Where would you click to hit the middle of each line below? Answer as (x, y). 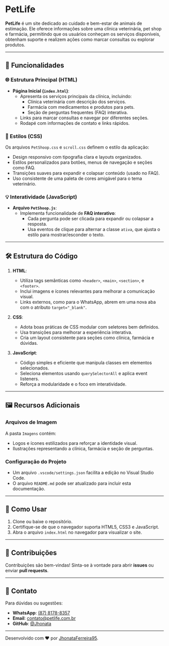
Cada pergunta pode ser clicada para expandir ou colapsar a (91, 219)
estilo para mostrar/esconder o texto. (66, 235)
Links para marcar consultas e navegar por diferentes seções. (84, 118)
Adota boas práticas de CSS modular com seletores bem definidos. (90, 327)
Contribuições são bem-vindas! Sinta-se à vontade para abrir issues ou (80, 565)
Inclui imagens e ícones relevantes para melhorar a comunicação (87, 291)
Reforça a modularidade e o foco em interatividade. (73, 384)
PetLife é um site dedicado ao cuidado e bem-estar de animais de (74, 23)
